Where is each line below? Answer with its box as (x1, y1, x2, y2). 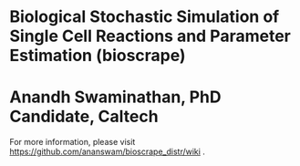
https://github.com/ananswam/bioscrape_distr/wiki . (9, 146, 205, 157)
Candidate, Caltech (9, 107, 159, 127)
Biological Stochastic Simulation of (9, 6, 280, 27)
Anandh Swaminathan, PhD (9, 87, 222, 108)
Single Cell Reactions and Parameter (9, 26, 292, 47)
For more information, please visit (9, 137, 136, 148)
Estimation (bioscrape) (9, 46, 186, 66)
